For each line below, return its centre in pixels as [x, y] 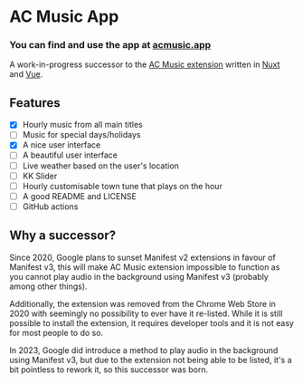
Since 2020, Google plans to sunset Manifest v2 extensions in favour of [142, 257]
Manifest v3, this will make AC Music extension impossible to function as [145, 267]
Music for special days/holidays [81, 135]
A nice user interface [62, 145]
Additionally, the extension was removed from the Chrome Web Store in [142, 303]
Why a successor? [63, 236]
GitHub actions [50, 206]
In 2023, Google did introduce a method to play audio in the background [144, 350]
